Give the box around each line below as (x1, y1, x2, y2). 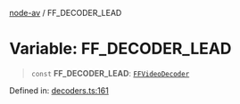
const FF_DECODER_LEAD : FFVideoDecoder (30, 68, 190, 78)
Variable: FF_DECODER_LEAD (9, 39, 232, 59)
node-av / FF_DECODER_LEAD (9, 8, 122, 18)
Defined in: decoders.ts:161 (9, 84, 109, 96)
